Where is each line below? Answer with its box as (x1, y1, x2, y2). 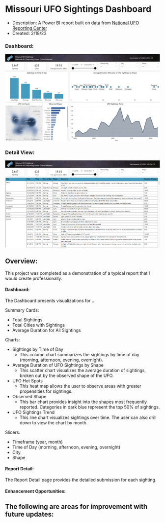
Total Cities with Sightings (12, 322, 65, 328)
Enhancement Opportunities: (5, 488, 66, 494)
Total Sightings (12, 317, 43, 323)
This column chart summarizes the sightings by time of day (19, 351, 139, 357)
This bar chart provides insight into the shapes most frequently (19, 399, 147, 405)
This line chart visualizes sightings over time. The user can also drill (19, 414, 157, 420)
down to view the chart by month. (19, 419, 88, 425)
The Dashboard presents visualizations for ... (5, 298, 96, 303)
